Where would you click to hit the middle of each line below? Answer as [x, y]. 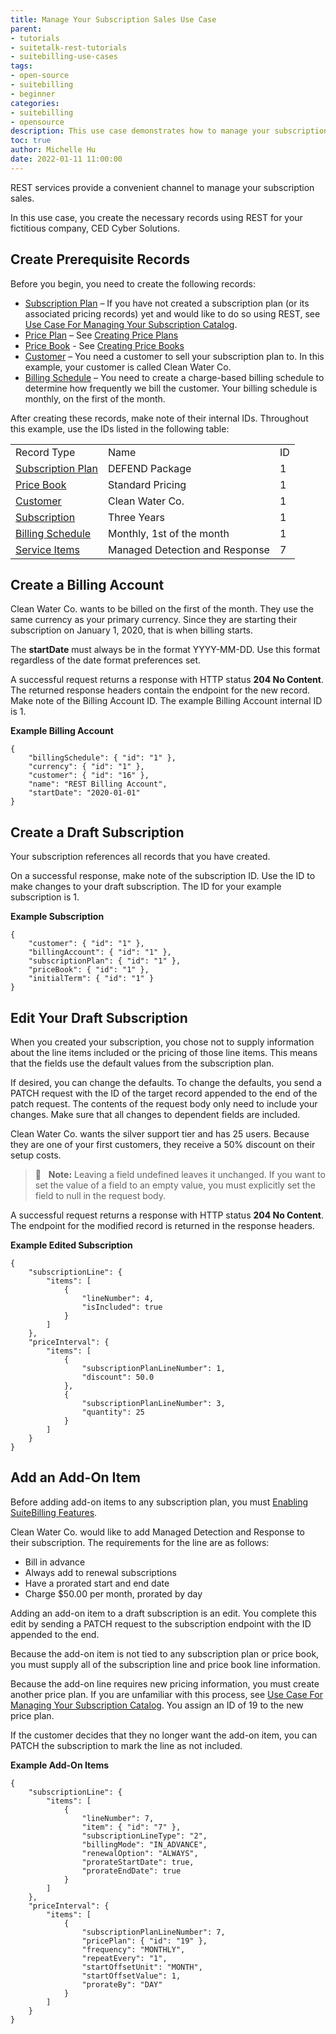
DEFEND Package [149, 468]
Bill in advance [55, 1562]
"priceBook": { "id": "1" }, [89, 970]
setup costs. [36, 1155]
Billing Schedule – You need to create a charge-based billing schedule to [174, 377]
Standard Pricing [147, 484]
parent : [26, 29]
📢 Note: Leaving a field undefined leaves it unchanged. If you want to [180, 1174]
